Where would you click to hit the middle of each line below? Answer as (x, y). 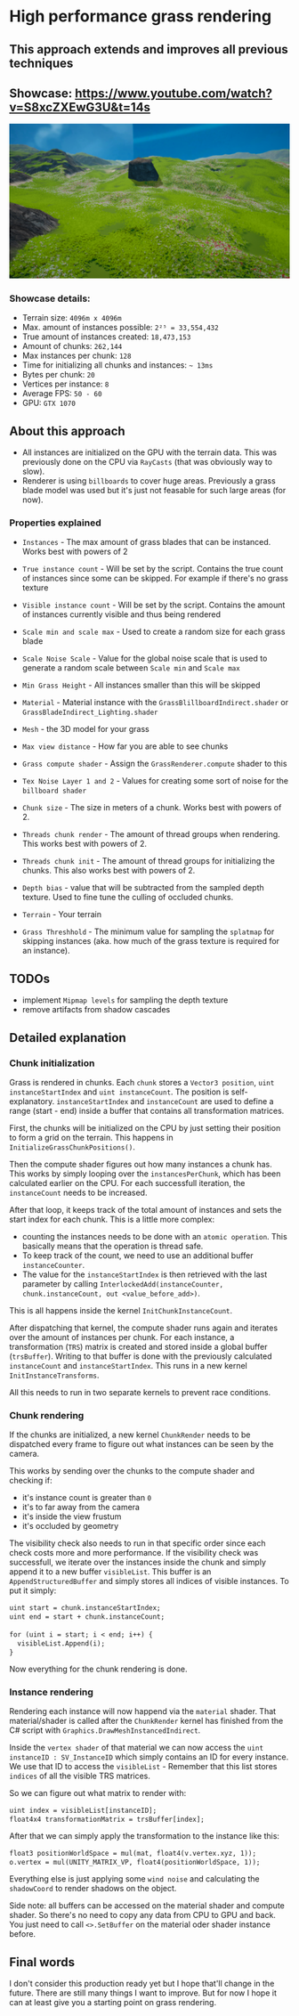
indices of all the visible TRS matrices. (80, 1776)
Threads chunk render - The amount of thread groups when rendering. (151, 834)
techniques (41, 63)
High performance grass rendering (141, 16)
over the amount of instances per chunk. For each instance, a (122, 1337)
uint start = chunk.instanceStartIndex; (85, 1608)
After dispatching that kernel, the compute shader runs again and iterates (144, 1328)
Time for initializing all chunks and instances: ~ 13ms (117, 365)
